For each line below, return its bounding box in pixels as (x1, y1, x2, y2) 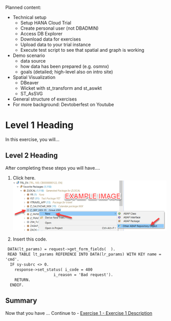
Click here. (12, 174, 36, 181)
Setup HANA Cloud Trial (20, 20, 72, 26)
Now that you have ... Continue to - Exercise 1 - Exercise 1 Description (5, 310, 153, 316)
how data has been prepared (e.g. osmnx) (20, 64, 109, 69)
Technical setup (12, 14, 47, 20)
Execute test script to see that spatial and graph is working (20, 47, 144, 53)
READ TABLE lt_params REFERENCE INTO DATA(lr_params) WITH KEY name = (7, 251, 161, 257)
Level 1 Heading (5, 119, 74, 131)
